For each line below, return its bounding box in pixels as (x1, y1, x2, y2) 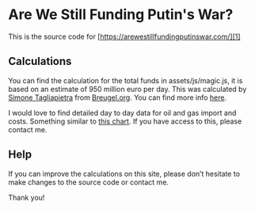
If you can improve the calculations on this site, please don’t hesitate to (8, 169, 240, 178)
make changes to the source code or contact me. (8, 177, 169, 187)
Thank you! (8, 193, 45, 202)
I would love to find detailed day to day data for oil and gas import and (8, 108, 237, 117)
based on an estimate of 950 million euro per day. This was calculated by (8, 84, 247, 94)
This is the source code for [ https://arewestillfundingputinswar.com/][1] (8, 32, 241, 41)
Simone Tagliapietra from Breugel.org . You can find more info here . (8, 93, 227, 102)
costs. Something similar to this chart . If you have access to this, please (8, 116, 242, 126)
